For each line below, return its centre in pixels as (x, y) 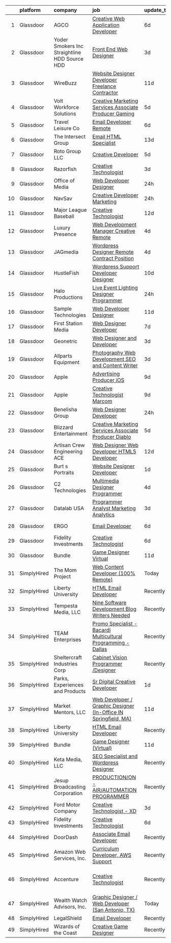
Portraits (64, 473)
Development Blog (114, 609)
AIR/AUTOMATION (115, 790)
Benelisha (65, 409)
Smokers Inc (69, 46)
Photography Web (114, 353)
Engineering (68, 452)
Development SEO (114, 359)
